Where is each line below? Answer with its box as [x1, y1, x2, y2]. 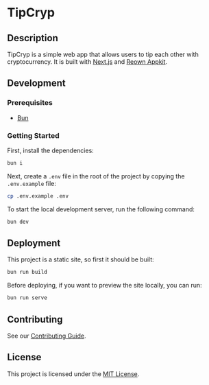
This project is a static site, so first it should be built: [7, 255, 154, 264]
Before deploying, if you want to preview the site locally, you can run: [7, 281, 202, 290]
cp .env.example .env [7, 192, 69, 200]
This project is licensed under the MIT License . [7, 369, 140, 378]
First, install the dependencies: [7, 146, 94, 154]
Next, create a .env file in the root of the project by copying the [7, 172, 185, 180]
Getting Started [7, 130, 60, 140]
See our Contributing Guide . [7, 331, 86, 340]
